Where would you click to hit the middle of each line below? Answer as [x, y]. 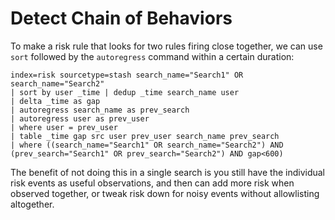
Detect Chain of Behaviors [121, 18]
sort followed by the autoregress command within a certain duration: [152, 56]
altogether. [32, 204]
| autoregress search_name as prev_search [100, 110]
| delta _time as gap [55, 101]
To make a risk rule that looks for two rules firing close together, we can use [166, 46]
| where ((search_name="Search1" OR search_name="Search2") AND [147, 145]
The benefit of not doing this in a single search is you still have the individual [168, 172]
